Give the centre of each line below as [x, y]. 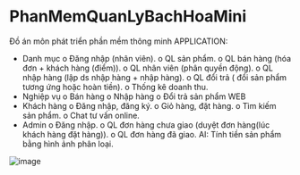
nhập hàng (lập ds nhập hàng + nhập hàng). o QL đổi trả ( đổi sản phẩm [154, 77]
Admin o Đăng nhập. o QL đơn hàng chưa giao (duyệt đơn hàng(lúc [146, 125]
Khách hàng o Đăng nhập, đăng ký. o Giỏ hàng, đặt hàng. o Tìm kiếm [149, 105]
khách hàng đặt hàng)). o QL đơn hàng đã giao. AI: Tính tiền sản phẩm [152, 134]
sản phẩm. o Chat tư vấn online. [81, 115]
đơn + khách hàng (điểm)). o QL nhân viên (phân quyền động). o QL [147, 68]
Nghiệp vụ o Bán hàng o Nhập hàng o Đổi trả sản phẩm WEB [134, 96]
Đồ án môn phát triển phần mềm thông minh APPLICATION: [119, 41]
